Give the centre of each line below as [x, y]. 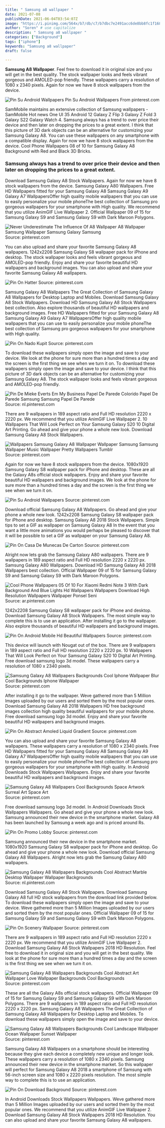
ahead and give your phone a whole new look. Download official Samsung [80, 852]
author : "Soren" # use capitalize [41, 28]
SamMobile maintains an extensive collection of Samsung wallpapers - [77, 109]
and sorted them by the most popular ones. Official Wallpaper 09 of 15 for [80, 913]
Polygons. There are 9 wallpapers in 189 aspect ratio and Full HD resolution [81, 1003]
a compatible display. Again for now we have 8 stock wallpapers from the [79, 140]
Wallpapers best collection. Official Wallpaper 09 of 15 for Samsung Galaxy [81, 570]
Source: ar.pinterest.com [30, 600]
